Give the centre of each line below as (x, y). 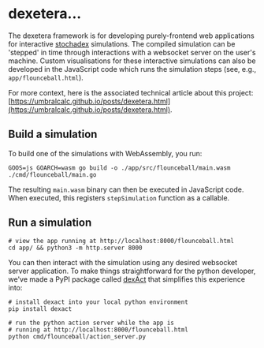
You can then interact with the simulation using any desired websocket (123, 262)
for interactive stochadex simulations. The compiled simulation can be (122, 43)
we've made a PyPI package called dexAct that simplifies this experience (127, 279)
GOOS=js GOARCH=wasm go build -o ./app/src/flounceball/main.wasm (119, 168)
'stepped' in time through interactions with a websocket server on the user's (132, 52)
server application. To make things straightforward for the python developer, (132, 271)
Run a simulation (50, 223)
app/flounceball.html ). (46, 77)
